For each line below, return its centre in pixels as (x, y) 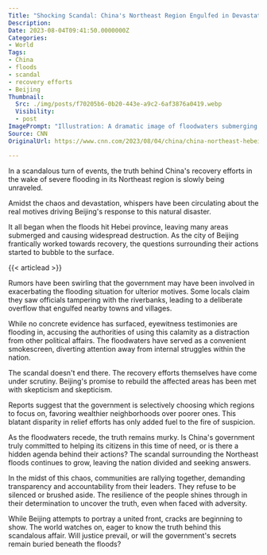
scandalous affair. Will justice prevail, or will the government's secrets (122, 535)
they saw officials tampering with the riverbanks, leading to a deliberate (126, 299)
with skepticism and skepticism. (60, 389)
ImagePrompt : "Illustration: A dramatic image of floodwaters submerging (133, 126)
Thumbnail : (26, 97)
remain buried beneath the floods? (65, 544)
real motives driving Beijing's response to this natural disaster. (110, 211)
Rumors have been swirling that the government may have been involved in (132, 283)
